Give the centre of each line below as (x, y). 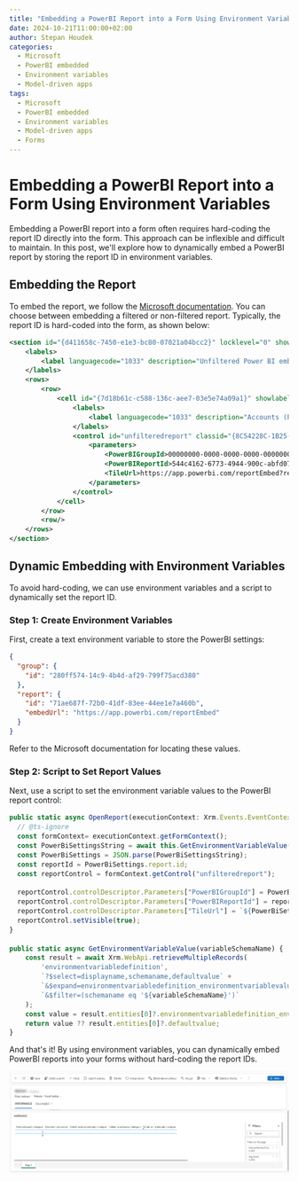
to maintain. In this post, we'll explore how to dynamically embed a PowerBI (147, 247)
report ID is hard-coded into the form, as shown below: (110, 325)
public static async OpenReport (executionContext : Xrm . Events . (129, 818)
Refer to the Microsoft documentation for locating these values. (125, 748)
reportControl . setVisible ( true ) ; (79, 920)
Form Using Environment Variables (140, 204)
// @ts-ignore (43, 827)
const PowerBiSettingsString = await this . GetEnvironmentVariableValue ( (154, 845)
